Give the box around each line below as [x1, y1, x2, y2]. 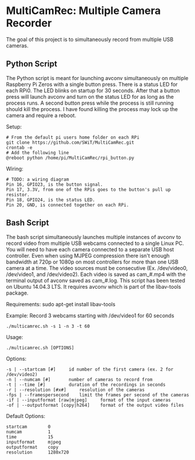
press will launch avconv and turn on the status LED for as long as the [6, 93, 174, 100]
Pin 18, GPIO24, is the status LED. [6, 197, 95, 203]
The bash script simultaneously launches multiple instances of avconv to [6, 233, 181, 240]
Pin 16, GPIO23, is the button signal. [6, 181, 103, 188]
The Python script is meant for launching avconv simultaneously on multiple [6, 74, 189, 81]
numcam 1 [6, 428, 51, 435]
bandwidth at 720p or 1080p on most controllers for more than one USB [6, 258, 179, 265]
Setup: [6, 123, 22, 130]
